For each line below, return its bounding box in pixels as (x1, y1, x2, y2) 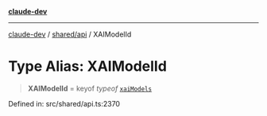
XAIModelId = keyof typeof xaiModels (27, 83, 153, 93)
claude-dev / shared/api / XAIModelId (8, 29, 132, 39)
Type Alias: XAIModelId (8, 57, 167, 75)
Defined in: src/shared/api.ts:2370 (8, 99, 121, 108)
